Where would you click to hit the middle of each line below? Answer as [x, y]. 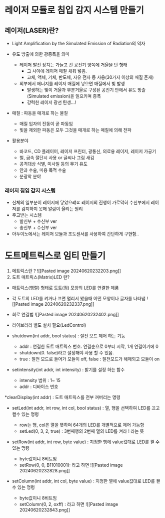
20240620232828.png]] [45, 471]
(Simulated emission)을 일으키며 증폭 [64, 96]
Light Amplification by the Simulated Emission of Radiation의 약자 [78, 43]
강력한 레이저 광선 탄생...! [51, 102]
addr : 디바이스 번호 [39, 386]
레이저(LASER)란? [32, 30]
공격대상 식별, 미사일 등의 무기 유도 [53, 164]
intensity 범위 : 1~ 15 [40, 380]
